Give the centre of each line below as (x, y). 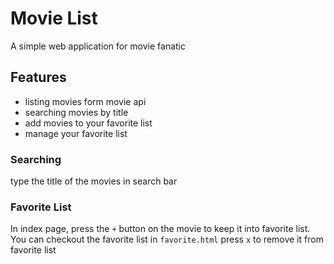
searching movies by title (76, 112)
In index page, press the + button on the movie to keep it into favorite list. (160, 229)
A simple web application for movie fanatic (98, 46)
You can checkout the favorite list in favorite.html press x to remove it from (167, 239)
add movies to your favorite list (88, 123)
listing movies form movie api (85, 101)
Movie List (54, 18)
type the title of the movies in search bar (94, 181)
